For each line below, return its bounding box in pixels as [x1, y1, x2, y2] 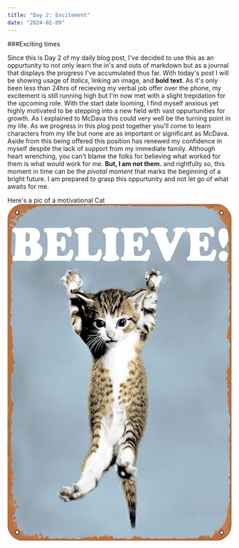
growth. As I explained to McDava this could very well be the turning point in [7, 114, 231, 123]
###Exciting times [7, 39, 60, 48]
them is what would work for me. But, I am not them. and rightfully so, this [7, 159, 225, 167]
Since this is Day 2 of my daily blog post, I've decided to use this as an [7, 53, 214, 62]
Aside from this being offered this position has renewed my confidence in [7, 136, 223, 145]
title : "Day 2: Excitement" [7, 11, 91, 19]
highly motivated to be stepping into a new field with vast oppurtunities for [7, 106, 225, 115]
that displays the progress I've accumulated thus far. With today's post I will [7, 68, 229, 77]
